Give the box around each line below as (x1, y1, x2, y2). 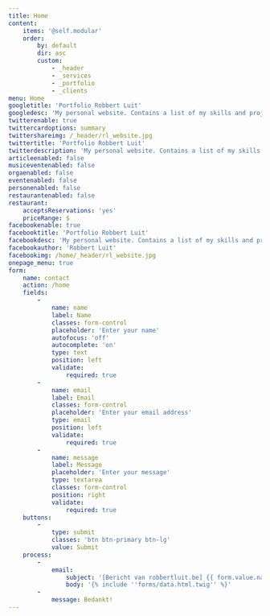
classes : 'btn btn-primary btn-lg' (51, 536, 171, 544)
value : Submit (51, 544, 99, 552)
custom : (37, 57, 63, 65)
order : (22, 34, 45, 43)
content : (8, 19, 38, 27)
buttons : (22, 513, 52, 522)
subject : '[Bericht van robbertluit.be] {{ (65, 573, 215, 581)
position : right (51, 490, 106, 499)
